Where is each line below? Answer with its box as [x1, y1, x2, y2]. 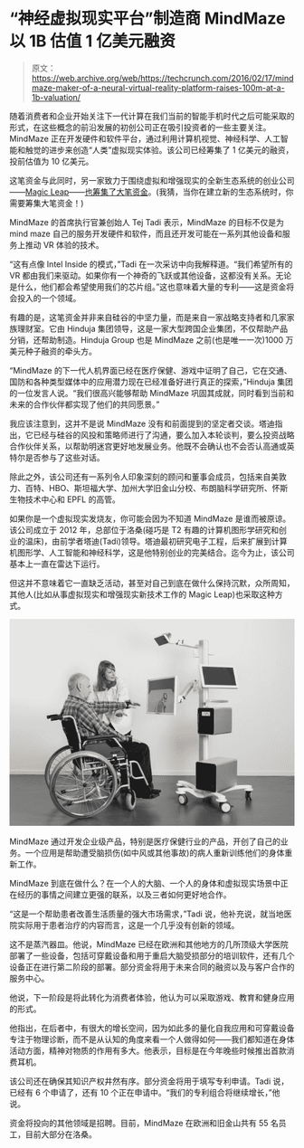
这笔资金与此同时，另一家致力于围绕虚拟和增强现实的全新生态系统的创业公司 [9, 175, 295, 185]
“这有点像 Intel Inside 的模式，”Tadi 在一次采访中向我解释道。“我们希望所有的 [9, 259, 293, 270]
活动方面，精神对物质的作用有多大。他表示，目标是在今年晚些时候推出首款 [9, 1045, 287, 1056]
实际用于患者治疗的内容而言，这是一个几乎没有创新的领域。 [16, 919, 240, 930]
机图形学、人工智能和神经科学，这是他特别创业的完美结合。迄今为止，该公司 [9, 546, 295, 557]
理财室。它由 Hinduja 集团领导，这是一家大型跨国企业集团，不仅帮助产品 [16, 323, 289, 334]
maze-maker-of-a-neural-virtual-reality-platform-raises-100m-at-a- [31, 82, 285, 93]
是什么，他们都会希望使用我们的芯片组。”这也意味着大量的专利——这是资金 [9, 281, 287, 292]
